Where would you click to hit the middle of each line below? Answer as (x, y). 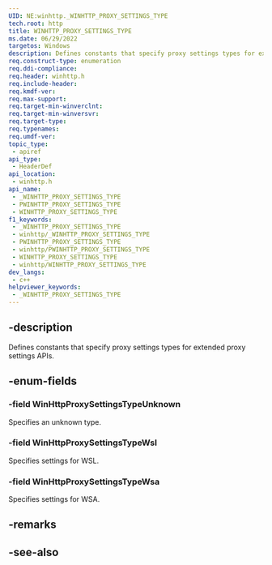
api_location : (32, 174)
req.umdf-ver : (32, 136)
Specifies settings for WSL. (54, 460)
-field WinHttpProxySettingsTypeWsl (83, 443)
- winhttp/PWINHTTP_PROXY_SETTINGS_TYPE (81, 250)
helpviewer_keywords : (45, 287)
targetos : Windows (39, 46)
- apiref (27, 152)
